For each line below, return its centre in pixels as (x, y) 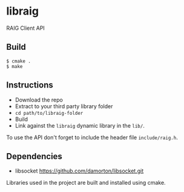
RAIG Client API (26, 28)
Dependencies (34, 156)
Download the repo (39, 100)
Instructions (30, 85)
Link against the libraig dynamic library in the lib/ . (80, 125)
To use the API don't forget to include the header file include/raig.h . (92, 137)
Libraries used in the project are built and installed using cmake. (86, 183)
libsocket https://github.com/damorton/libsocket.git (79, 171)
